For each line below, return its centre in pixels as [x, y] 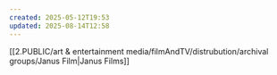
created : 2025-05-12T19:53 [59, 17]
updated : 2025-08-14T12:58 [59, 26]
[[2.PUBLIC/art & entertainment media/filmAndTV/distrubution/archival [139, 51]
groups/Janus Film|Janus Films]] [69, 61]
